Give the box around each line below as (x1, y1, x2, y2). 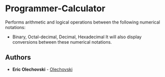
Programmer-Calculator (5, 3, 106, 14)
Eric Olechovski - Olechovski (12, 66, 73, 72)
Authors (5, 53, 31, 62)
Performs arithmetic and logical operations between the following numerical (5, 19, 160, 25)
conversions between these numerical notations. (12, 39, 112, 45)
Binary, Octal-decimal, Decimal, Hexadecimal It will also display (12, 34, 142, 40)
